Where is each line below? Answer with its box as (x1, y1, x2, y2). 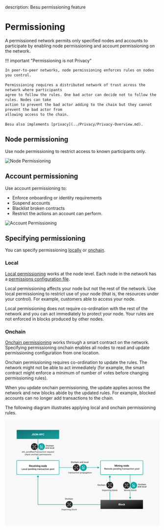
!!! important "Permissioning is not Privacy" (5, 58, 92, 63)
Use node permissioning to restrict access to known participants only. (5, 148, 146, 154)
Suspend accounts (12, 200, 50, 206)
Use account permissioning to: (5, 185, 67, 191)
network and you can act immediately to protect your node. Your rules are (5, 311, 154, 316)
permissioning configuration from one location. (5, 349, 100, 356)
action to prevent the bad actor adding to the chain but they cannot (5, 102, 152, 107)
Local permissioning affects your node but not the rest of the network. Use (5, 285, 156, 291)
